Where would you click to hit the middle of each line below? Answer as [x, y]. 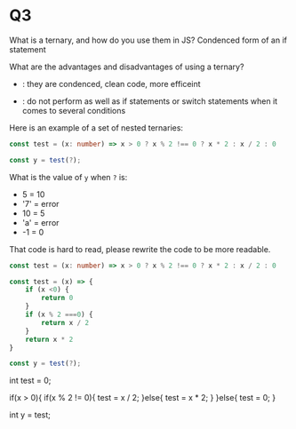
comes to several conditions [74, 110]
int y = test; [30, 415]
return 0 [57, 298]
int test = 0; [30, 381]
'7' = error [40, 203]
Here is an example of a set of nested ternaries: [96, 127]
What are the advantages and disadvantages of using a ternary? [127, 67]
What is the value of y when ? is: [68, 177]
